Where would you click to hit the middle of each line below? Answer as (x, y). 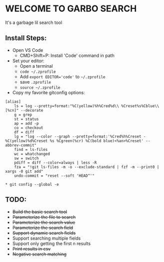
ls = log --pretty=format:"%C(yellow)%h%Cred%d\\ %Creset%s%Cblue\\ (87, 106)
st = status (26, 119)
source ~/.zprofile (40, 88)
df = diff (24, 132)
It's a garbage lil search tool (34, 22)
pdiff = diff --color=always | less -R (56, 162)
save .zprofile (35, 82)
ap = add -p (26, 123)
